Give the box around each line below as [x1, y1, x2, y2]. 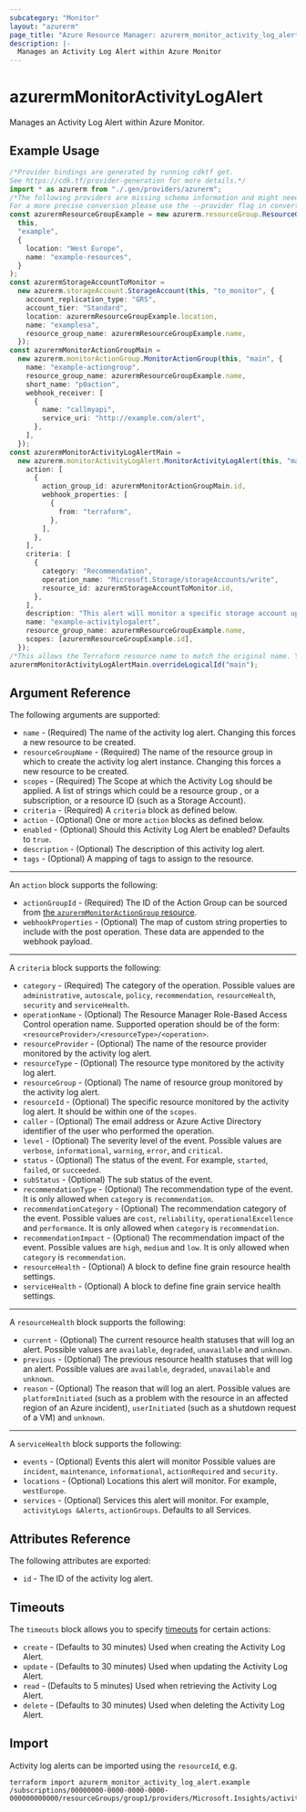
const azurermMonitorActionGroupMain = [9, 346, 161, 355]
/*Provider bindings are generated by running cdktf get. [9, 167, 234, 176]
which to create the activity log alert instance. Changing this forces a [22, 756, 281, 767]
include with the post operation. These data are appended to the [22, 926, 265, 937]
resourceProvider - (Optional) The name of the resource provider [22, 1038, 267, 1049]
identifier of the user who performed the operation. [22, 1125, 215, 1137]
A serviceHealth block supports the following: [9, 1438, 182, 1449]
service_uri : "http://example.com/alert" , [42, 414, 206, 423]
